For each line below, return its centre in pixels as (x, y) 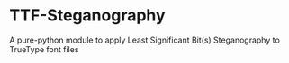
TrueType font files (44, 49)
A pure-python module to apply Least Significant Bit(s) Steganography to (145, 40)
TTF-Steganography (87, 16)
